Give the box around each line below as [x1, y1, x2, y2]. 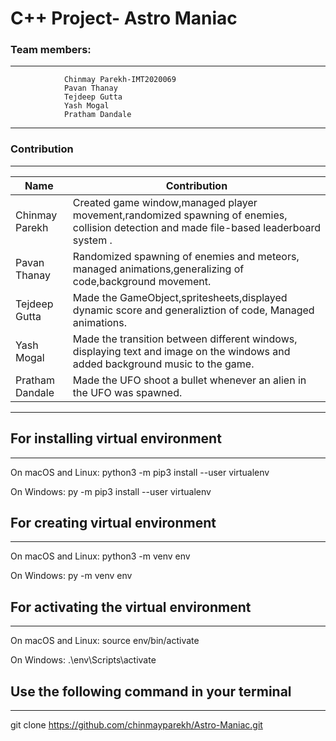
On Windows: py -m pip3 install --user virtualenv [10, 485, 212, 497]
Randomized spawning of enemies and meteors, [72, 249, 300, 263]
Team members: [10, 43, 92, 57]
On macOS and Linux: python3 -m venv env [10, 550, 191, 562]
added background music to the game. [72, 357, 255, 371]
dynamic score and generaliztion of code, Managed [72, 303, 315, 317]
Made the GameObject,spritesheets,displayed [72, 290, 288, 304]
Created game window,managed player [72, 195, 258, 209]
